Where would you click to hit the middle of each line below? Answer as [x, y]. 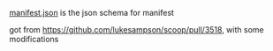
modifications [34, 39]
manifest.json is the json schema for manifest [92, 13]
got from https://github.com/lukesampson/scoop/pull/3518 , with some [136, 29]
